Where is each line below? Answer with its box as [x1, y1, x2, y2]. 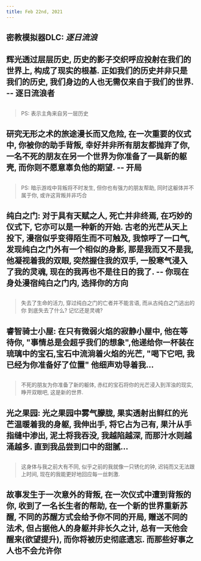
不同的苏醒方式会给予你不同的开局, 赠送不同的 [18, 512, 188, 522]
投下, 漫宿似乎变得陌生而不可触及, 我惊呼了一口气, [6, 233, 190, 243]
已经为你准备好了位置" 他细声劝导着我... [6, 359, 154, 370]
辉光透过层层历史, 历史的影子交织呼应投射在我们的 [6, 54, 191, 65]
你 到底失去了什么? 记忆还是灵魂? [20, 307, 103, 314]
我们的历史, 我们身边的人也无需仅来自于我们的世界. [6, 77, 194, 87]
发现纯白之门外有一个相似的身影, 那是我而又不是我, [6, 244, 194, 254]
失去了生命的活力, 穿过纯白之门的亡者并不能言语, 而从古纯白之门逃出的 [20, 300, 195, 307]
